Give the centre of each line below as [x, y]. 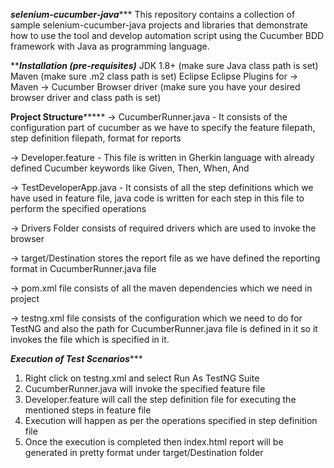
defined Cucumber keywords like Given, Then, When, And [130, 168]
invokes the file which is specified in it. [90, 339]
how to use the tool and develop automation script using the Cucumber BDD [167, 35]
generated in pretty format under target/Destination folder [144, 452]
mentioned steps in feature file [88, 410]
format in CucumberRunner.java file [83, 268]
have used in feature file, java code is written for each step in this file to [157, 198]
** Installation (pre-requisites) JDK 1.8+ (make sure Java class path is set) [164, 65]
